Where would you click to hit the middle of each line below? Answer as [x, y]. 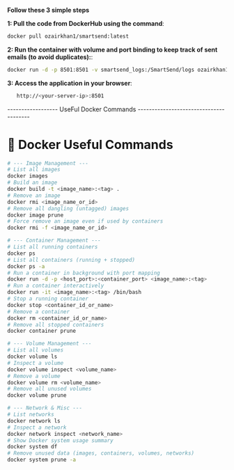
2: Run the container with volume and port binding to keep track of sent [112, 49]
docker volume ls [32, 357]
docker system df [32, 447]
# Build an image [32, 183]
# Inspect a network [37, 428]
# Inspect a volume [36, 363]
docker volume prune [37, 395]
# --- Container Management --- [54, 241]
